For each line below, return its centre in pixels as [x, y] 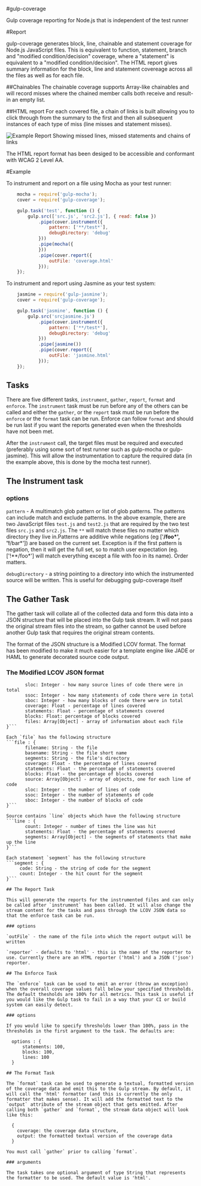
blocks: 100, [38, 1052]
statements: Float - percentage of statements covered [95, 711]
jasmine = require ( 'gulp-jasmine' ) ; [63, 294]
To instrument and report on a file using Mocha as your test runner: [89, 183]
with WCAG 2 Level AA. [35, 160]
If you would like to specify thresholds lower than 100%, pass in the [97, 1026]
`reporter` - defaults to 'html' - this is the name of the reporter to [99, 953]
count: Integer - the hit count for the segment [81, 874]
